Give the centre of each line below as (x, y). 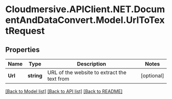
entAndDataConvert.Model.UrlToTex (85, 20)
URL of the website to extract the (87, 72)
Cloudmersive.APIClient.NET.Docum (85, 9)
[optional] (152, 76)
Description (92, 64)
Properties (23, 49)
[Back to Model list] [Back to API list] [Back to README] (64, 91)
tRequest (25, 31)
